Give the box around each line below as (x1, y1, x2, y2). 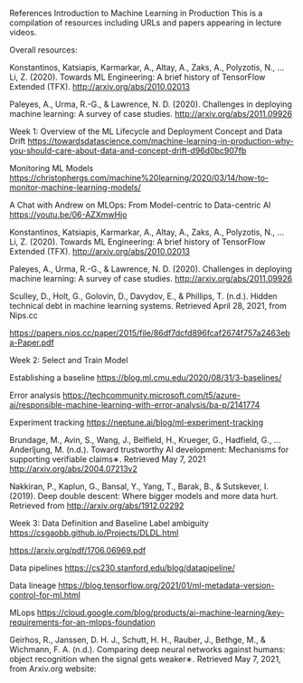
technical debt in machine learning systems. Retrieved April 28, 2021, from (9, 301, 287, 311)
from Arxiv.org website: (9, 663, 97, 674)
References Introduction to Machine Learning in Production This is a (9, 8, 263, 18)
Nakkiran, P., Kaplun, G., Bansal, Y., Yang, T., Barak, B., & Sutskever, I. (9, 481, 270, 492)
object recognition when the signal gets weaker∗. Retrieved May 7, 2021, (9, 654, 282, 664)
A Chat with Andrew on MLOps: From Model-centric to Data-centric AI (9, 199, 271, 210)
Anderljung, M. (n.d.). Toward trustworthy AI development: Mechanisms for (9, 444, 289, 455)
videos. (9, 27, 37, 37)
